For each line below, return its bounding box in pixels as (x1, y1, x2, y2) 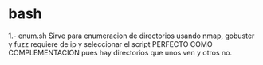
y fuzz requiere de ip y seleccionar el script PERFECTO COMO (8, 39, 213, 48)
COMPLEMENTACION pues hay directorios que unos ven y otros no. (8, 48, 233, 57)
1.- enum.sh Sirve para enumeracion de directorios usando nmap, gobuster (8, 31, 255, 40)
